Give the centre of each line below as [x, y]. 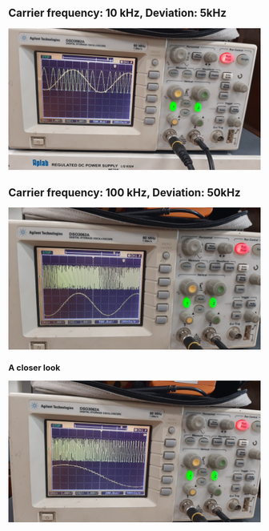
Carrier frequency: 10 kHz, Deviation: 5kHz [117, 13]
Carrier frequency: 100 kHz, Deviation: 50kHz [125, 193]
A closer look [34, 368]
